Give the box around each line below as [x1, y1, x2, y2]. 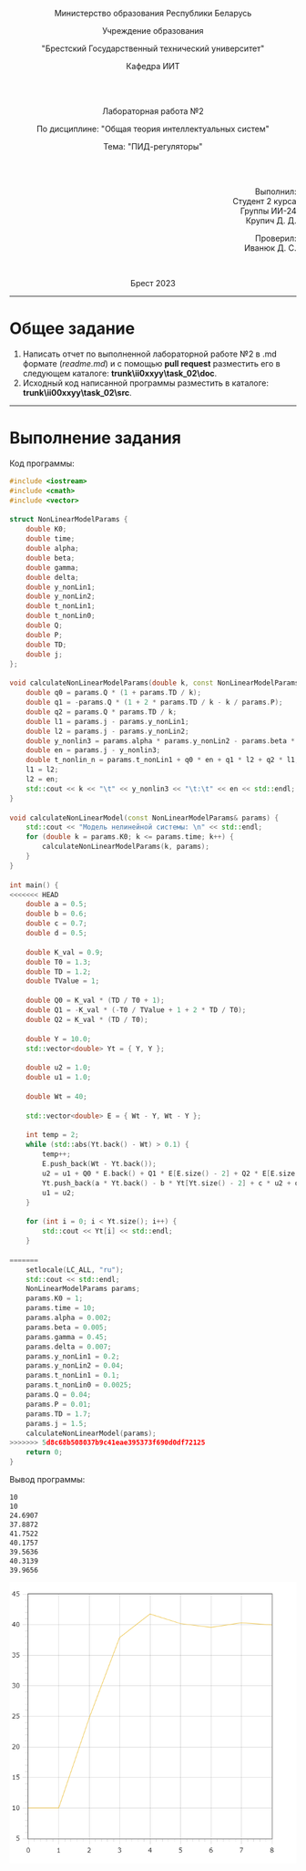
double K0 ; [25, 524, 67, 534]
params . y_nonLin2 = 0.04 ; [25, 1361, 125, 1370]
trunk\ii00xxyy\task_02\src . [22, 387, 132, 398]
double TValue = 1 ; [25, 977, 100, 986]
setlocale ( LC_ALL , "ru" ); [25, 1265, 125, 1275]
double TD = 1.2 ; [25, 967, 92, 977]
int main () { [9, 880, 59, 890]
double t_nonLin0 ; [25, 611, 96, 621]
